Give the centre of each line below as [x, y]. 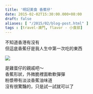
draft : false [18, 19]
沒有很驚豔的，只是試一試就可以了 [39, 87]
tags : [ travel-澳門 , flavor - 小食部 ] [44, 28]
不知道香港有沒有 [22, 43]
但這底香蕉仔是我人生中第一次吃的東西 [44, 48]
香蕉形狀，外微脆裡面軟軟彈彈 [35, 74]
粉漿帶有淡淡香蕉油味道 [29, 80]
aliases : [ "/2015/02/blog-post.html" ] [47, 23]
